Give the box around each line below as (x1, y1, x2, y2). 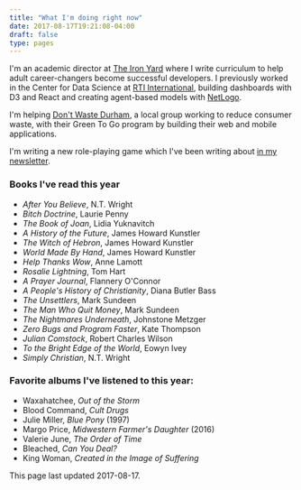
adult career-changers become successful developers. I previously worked (9, 73, 288, 84)
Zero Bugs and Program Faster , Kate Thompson (22, 323, 201, 334)
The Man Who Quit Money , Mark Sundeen (22, 304, 180, 315)
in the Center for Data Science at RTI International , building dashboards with (9, 82, 293, 93)
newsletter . (9, 155, 51, 167)
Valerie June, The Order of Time (22, 433, 142, 444)
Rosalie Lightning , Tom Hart (22, 265, 126, 276)
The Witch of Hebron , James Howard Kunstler (22, 236, 194, 248)
